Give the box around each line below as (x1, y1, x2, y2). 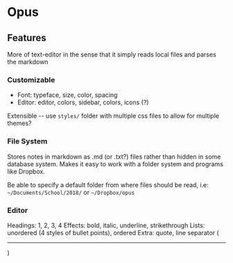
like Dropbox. (7, 167, 45, 175)
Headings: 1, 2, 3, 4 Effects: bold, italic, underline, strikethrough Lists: (7, 221, 205, 230)
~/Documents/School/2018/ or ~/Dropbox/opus (7, 188, 135, 196)
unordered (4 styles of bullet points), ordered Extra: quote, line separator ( (7, 228, 220, 237)
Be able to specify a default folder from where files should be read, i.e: (7, 180, 209, 189)
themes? (7, 119, 32, 127)
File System (7, 136, 48, 146)
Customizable (7, 74, 55, 84)
